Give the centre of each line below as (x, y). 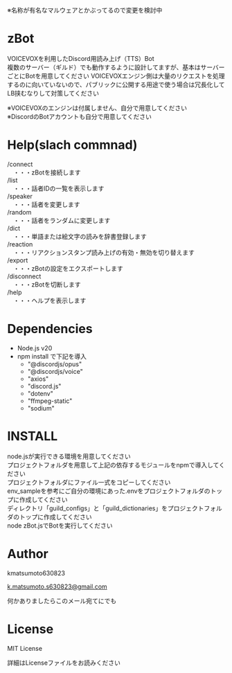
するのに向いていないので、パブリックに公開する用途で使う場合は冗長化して (116, 84)
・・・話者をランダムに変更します (62, 220)
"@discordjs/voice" (55, 371)
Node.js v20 (35, 348)
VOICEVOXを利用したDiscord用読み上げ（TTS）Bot (81, 58)
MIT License (25, 648)
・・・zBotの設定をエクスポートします (68, 268)
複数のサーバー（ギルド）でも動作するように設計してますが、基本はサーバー (116, 67)
